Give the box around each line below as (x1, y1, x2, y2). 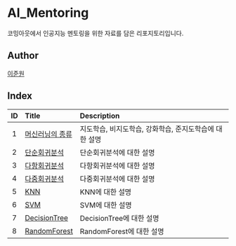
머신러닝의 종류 (25, 129, 72, 139)
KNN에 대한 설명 (79, 187, 132, 197)
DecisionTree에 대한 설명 (79, 213, 159, 223)
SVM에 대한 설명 (79, 200, 132, 210)
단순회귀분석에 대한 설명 (79, 147, 155, 157)
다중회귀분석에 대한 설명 (79, 174, 155, 184)
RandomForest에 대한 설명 (79, 226, 164, 236)
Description (79, 111, 120, 121)
